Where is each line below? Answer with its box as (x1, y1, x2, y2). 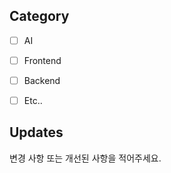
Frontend (23, 54, 62, 66)
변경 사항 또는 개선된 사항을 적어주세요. (9, 152, 162, 164)
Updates (9, 124, 64, 141)
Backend (23, 74, 61, 86)
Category (9, 8, 70, 25)
